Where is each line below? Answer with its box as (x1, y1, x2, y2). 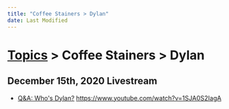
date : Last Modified (7, 17, 69, 24)
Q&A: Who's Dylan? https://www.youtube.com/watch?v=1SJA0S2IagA (17, 94, 222, 102)
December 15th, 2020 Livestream (7, 75, 158, 87)
